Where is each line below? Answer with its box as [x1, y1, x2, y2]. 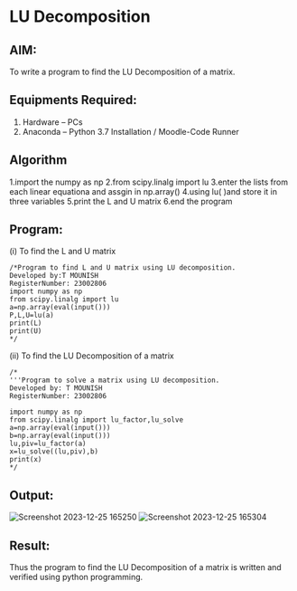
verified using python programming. [9, 572, 144, 583]
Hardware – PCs [22, 116, 83, 128]
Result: [9, 538, 51, 553]
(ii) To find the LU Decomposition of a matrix [9, 350, 174, 361]
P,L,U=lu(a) [9, 310, 54, 320]
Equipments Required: [9, 92, 137, 108]
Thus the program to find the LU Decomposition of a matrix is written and [9, 562, 282, 573]
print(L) [9, 319, 42, 328]
